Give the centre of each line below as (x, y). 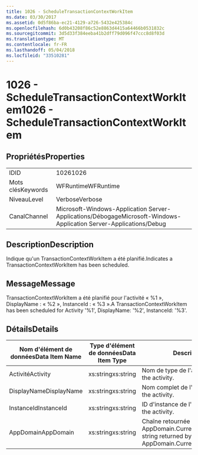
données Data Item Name (46, 357)
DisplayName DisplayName (46, 391)
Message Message (41, 283)
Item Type (112, 360)
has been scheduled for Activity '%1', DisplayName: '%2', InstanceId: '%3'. (97, 310)
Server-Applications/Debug (127, 223)
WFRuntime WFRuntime (88, 186)
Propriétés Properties (46, 157)
